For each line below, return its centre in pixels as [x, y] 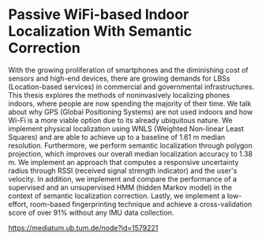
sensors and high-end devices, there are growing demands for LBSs [119, 78]
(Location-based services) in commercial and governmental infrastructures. [131, 86]
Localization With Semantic [100, 31]
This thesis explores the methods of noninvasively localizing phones [119, 95]
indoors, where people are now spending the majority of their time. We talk [130, 103]
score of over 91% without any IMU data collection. [91, 212]
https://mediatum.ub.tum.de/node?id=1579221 [83, 227]
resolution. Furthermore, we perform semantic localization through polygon [130, 145]
